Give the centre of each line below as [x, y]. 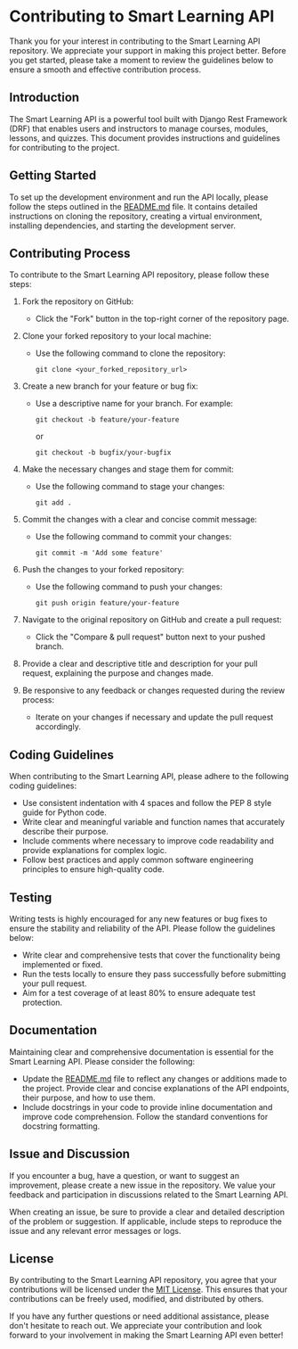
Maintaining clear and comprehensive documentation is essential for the [141, 1052]
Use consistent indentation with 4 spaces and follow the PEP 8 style [147, 803]
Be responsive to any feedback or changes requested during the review [153, 691]
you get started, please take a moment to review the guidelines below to [141, 60]
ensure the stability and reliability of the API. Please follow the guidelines [142, 928]
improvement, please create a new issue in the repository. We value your [142, 1185]
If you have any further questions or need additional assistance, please [139, 1316]
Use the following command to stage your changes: [130, 487]
